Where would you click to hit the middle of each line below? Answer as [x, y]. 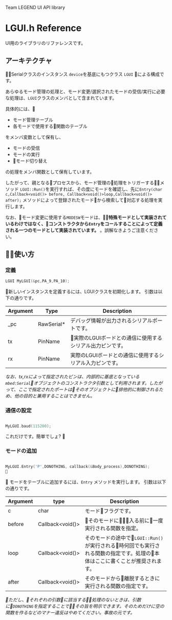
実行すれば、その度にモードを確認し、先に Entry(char [106, 189]
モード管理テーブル [33, 120]
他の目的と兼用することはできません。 [55, 396]
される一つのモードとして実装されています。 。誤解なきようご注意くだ [80, 230]
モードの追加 [21, 451]
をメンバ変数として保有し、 [35, 137]
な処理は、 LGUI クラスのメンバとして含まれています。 [61, 98]
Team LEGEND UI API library [35, 7]
